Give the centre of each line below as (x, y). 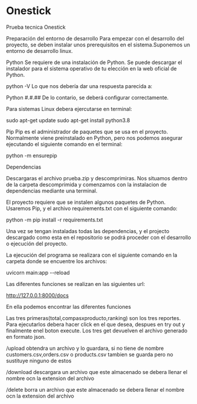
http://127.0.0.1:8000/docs (37, 295)
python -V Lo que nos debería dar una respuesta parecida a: (79, 86)
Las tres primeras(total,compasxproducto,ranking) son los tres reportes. (94, 318)
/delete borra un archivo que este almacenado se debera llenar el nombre (95, 389)
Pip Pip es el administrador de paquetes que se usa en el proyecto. (87, 132)
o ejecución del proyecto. (37, 243)
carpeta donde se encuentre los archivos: (57, 261)
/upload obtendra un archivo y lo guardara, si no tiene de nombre (85, 348)
